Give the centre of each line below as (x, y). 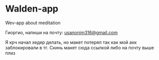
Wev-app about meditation (33, 23)
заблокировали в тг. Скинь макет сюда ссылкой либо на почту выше (80, 47)
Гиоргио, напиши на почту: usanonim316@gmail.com (61, 32)
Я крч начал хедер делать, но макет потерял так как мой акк (71, 42)
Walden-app (32, 9)
